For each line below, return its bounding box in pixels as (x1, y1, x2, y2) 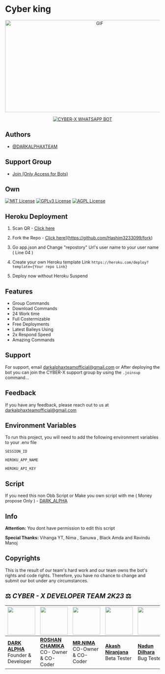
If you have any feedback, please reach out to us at (5, 402, 109, 408)
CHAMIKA (40, 643, 65, 649)
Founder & (7, 651, 32, 658)
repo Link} (45, 264, 68, 269)
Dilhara (137, 648, 155, 655)
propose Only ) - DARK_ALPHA (5, 498, 68, 504)
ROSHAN (40, 636, 62, 643)
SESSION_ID (5, 449, 27, 454)
